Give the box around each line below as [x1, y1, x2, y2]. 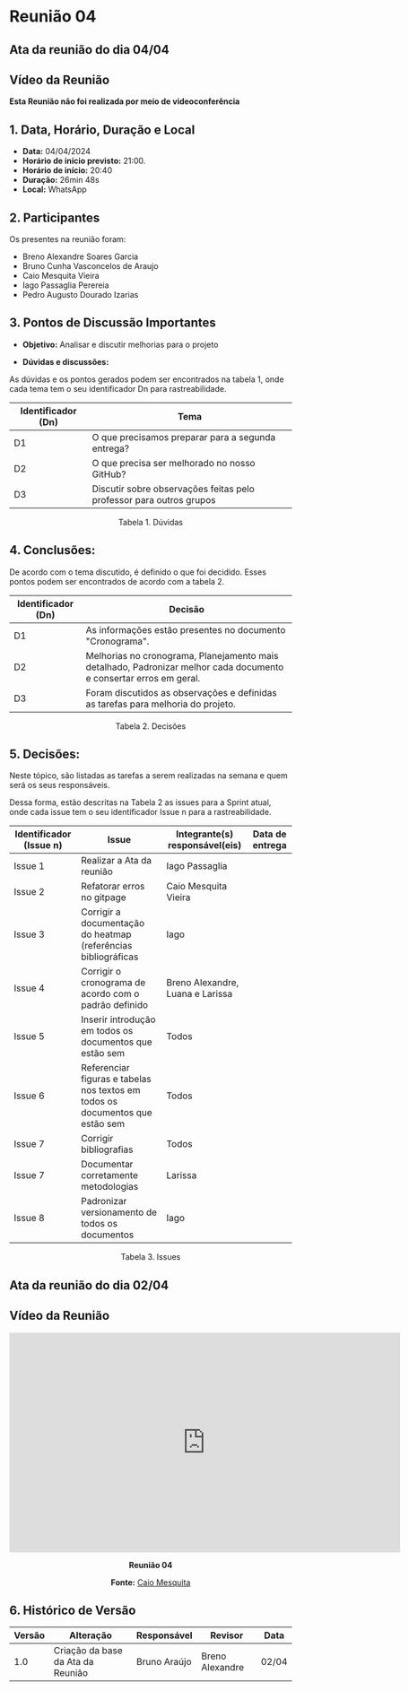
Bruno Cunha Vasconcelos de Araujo [22, 261, 159, 272]
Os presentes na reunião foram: [9, 234, 126, 245]
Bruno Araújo [135, 1656, 192, 1669]
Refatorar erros [80, 880, 145, 893]
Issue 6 [13, 1089, 45, 1102]
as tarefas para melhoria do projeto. [85, 698, 236, 710]
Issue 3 [13, 928, 45, 941]
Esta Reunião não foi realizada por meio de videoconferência [9, 96, 240, 107]
